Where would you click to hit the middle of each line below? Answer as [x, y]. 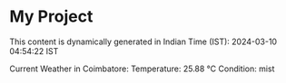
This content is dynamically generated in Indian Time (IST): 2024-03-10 [143, 41]
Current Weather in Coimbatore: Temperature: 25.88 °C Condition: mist [142, 69]
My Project [51, 17]
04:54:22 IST [34, 51]
